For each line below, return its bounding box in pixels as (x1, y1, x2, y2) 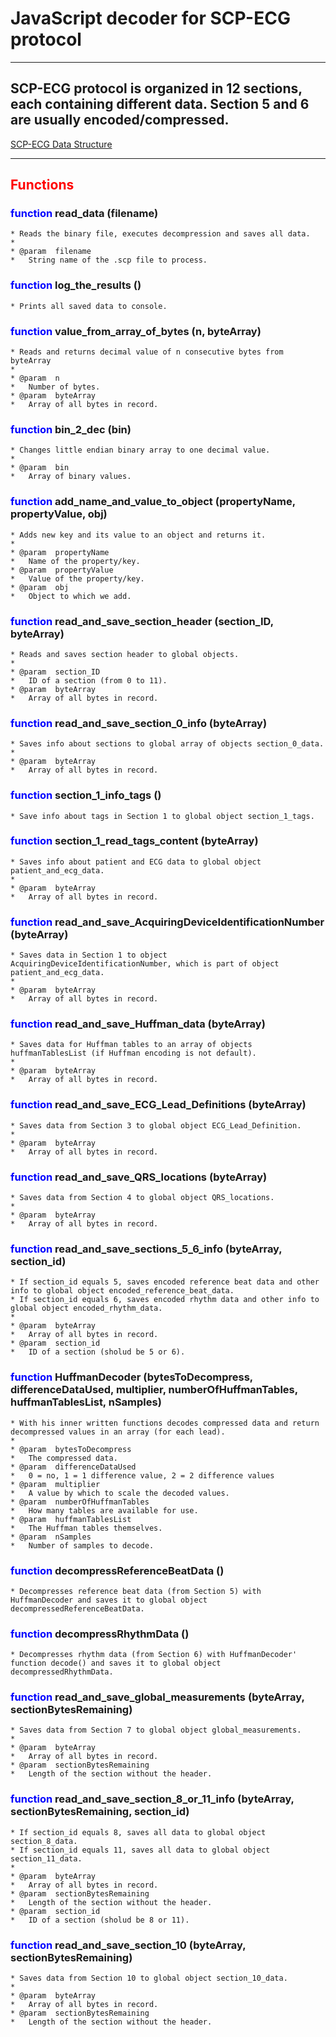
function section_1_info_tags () (10, 788, 162, 802)
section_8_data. (10, 1836, 78, 1846)
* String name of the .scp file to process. (10, 255, 208, 266)
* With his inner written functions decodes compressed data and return (10, 1418, 320, 1428)
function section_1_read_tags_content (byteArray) (10, 834, 259, 848)
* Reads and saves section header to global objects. (10, 649, 240, 659)
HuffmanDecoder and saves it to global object (10, 1595, 208, 1605)
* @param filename (10, 247, 92, 257)
